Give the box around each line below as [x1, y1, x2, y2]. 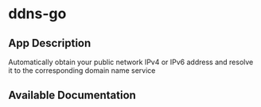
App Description [8, 36, 92, 50]
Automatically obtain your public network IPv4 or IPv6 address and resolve [8, 57, 254, 67]
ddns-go [8, 5, 67, 23]
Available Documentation [8, 89, 137, 102]
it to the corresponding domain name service [8, 66, 156, 75]
